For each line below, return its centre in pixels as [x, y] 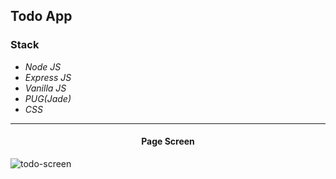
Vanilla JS [45, 88]
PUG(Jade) [48, 98]
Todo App [41, 16]
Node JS [43, 66]
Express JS [48, 77]
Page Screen [168, 141]
